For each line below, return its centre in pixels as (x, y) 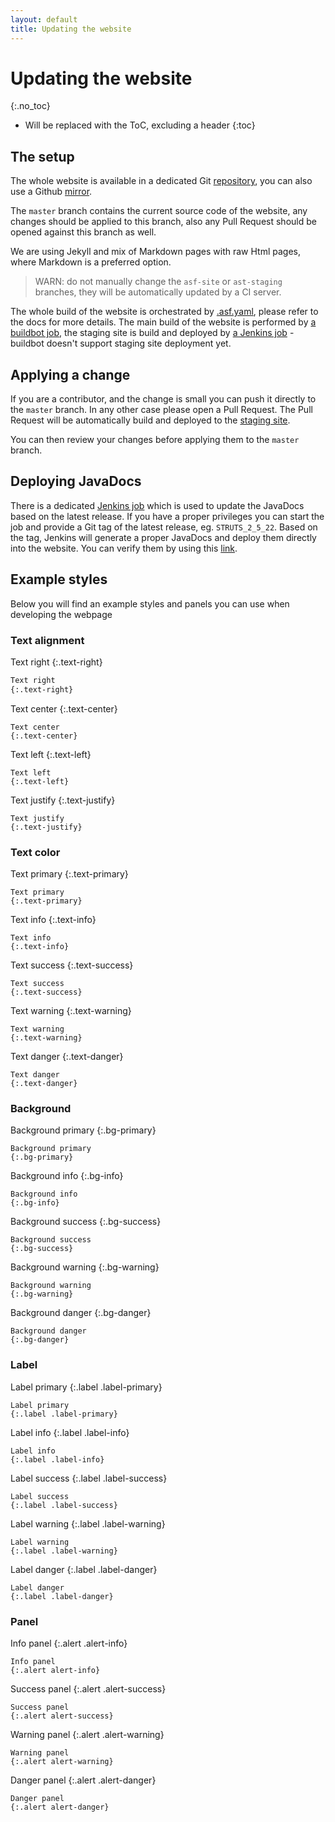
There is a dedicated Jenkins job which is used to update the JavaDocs (157, 505)
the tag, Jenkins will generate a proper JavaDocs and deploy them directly (163, 537)
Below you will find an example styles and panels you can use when (150, 603)
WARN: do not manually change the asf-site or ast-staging (158, 282)
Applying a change (70, 374)
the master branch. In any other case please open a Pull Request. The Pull (161, 410)
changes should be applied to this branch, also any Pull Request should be (163, 222)
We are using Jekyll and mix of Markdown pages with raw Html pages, (156, 252)
